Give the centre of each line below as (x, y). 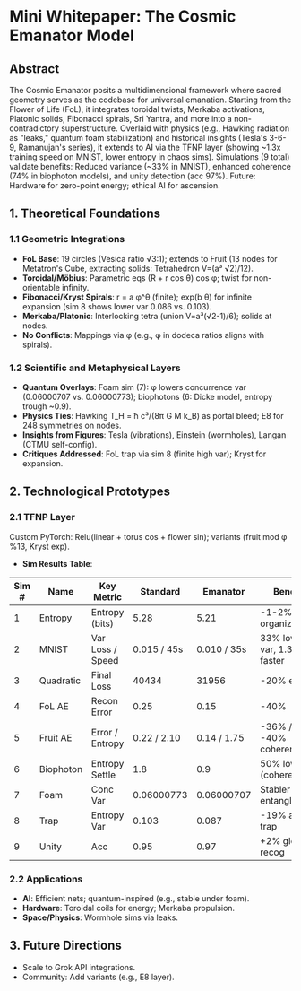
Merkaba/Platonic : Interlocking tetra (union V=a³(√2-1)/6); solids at (147, 316)
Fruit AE (56, 737)
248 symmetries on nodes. (72, 425)
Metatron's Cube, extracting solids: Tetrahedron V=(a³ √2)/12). (138, 268)
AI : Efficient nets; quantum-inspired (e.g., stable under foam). (136, 898)
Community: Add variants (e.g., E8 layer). (98, 977)
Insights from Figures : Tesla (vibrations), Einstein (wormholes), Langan (154, 435)
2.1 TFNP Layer (43, 517)
